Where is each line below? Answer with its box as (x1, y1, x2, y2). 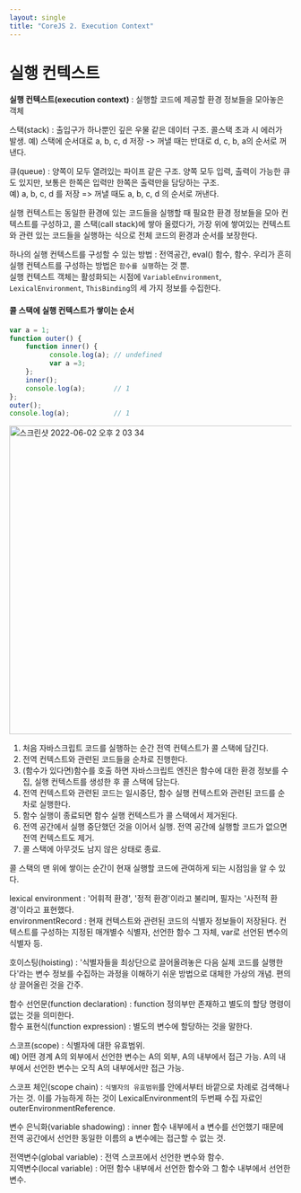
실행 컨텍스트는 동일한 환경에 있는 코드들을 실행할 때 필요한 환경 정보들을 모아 (9, 207, 279, 218)
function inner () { (25, 342, 99, 351)
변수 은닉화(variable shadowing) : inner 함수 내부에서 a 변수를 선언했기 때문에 (9, 1121, 284, 1132)
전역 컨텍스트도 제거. (21, 832, 95, 844)
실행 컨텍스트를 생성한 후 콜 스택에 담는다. (34, 776, 181, 787)
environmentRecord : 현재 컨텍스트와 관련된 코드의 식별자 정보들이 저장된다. (9, 916, 278, 926)
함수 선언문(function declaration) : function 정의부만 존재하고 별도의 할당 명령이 (9, 998, 291, 1010)
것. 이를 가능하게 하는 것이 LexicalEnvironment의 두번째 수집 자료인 (25, 1092, 262, 1104)
